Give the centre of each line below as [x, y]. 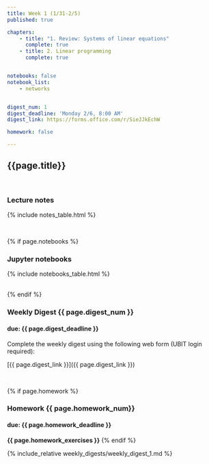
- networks [35, 89]
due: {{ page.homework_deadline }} [59, 425]
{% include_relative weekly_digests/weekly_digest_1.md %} [90, 453]
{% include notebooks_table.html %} [59, 274]
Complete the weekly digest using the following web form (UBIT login [105, 344]
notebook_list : [29, 82]
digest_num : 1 [27, 107]
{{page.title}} [37, 166]
